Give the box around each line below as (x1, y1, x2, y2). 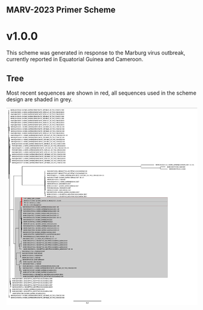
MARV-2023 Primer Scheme (6, 5, 116, 15)
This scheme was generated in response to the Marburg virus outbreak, (6, 49, 186, 56)
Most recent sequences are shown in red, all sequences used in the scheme (6, 89, 197, 96)
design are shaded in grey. (6, 96, 73, 103)
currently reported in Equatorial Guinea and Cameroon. (6, 56, 144, 63)
